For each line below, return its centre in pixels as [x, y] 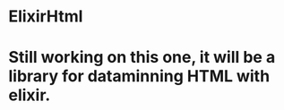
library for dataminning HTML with [139, 76]
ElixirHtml [46, 17]
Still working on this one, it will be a [142, 58]
